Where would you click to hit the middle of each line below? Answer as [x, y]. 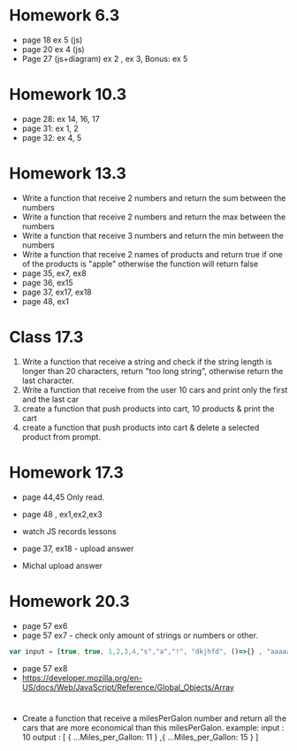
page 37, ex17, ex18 [57, 292]
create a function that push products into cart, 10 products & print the [148, 409]
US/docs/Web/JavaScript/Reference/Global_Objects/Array [128, 687]
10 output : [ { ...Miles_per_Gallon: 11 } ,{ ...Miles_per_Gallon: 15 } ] [140, 737]
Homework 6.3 [65, 15]
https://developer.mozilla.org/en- [82, 678]
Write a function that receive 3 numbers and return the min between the [153, 235]
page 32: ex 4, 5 [52, 137]
